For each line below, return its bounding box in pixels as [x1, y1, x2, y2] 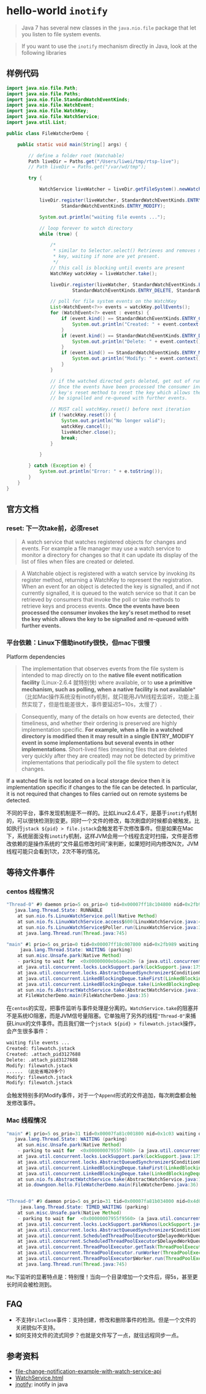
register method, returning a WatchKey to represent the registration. [21, 576, 193, 584]
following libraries [21, 49, 67, 56]
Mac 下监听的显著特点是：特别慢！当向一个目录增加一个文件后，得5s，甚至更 [6, 1273, 198, 1280]
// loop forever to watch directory [39, 225, 133, 231]
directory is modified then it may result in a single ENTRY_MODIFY [21, 732, 194, 740]
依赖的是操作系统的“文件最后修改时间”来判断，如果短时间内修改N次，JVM [11, 840, 199, 847]
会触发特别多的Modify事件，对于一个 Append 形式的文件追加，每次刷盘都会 [6, 1092, 191, 1099]
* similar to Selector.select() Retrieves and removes [53, 248, 196, 254]
